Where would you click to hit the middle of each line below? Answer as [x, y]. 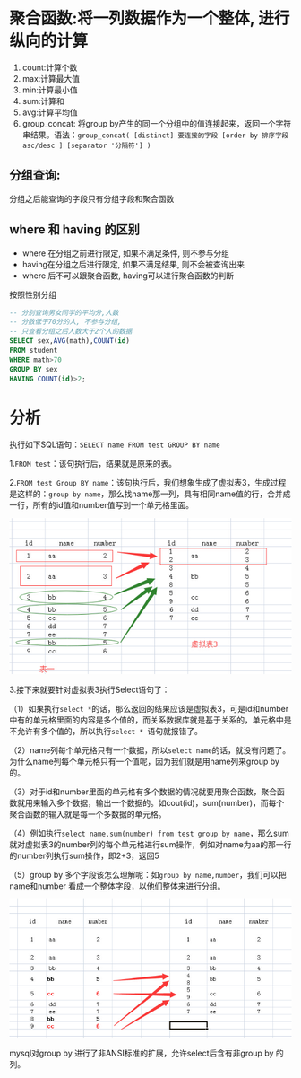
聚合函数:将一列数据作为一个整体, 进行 [150, 18]
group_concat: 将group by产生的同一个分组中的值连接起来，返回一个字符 [157, 123]
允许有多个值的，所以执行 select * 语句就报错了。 [110, 732]
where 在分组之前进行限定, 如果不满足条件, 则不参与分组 [126, 253]
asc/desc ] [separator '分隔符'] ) [86, 145]
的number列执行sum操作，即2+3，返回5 [84, 856]
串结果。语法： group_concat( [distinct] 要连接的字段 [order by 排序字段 [155, 135]
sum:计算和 [43, 101]
